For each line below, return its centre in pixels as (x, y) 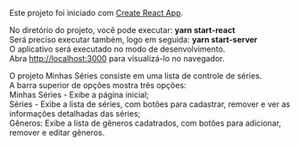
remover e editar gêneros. (57, 132)
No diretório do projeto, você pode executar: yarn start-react (122, 30)
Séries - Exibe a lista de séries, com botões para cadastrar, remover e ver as (150, 104)
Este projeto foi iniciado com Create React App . (96, 13)
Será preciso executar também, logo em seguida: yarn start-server (133, 40)
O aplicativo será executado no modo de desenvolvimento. (117, 49)
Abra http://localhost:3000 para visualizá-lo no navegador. (117, 58)
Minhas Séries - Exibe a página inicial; (79, 94)
